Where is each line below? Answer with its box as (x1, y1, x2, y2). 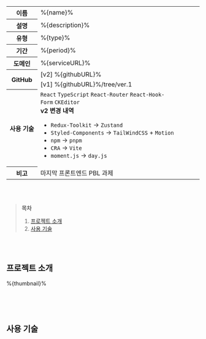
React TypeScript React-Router (40, 91, 129, 98)
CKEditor (54, 99, 80, 106)
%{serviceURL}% (40, 59, 91, 67)
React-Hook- (129, 91, 165, 98)
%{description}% (40, 21, 90, 29)
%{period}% (40, 46, 77, 54)
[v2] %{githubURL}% (40, 70, 102, 78)
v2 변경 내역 (40, 106, 75, 115)
